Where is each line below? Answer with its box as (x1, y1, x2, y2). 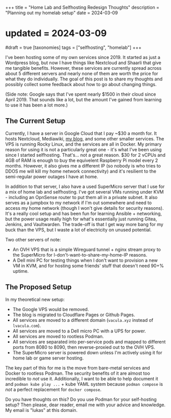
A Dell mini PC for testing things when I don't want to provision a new (12, 257, 158, 263)
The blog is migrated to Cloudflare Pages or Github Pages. (12, 312, 135, 318)
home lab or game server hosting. (12, 355, 84, 361)
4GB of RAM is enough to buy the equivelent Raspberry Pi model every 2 (5, 157, 158, 163)
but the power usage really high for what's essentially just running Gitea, (5, 216, 157, 222)
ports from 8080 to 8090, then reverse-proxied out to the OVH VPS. (12, 344, 155, 350)
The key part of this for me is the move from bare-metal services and (5, 365, 150, 371)
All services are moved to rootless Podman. (12, 333, 104, 339)
